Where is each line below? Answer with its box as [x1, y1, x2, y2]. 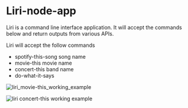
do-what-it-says [14, 72, 54, 79]
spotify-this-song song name [14, 53, 86, 60]
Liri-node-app [6, 4, 77, 18]
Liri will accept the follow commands [6, 42, 96, 49]
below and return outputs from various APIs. [6, 30, 114, 37]
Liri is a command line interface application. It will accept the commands [6, 24, 182, 31]
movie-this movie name [14, 59, 72, 66]
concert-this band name [14, 65, 74, 72]
